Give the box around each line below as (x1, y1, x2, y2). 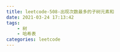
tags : (6, 20, 20, 26)
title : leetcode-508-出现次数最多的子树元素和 (6, 8, 115, 15)
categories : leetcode (6, 36, 61, 42)
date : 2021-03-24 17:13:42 (6, 14, 74, 20)
